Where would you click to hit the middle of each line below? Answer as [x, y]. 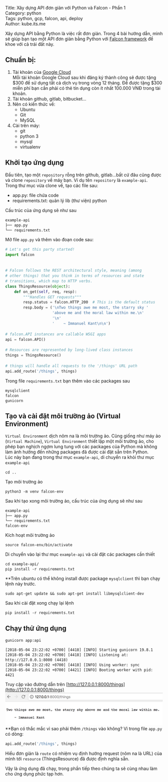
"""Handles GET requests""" [52, 297]
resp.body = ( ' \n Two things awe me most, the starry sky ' [86, 308]
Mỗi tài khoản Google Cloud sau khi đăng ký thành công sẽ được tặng [84, 77]
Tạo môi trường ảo [24, 482]
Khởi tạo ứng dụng [34, 163]
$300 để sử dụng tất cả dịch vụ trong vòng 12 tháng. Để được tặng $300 [87, 82]
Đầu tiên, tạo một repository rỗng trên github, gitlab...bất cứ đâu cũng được [83, 175]
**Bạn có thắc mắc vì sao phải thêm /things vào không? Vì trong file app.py [84, 729]
